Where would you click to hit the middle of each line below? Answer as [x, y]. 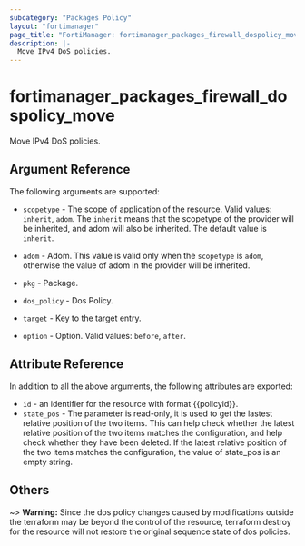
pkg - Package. [50, 283]
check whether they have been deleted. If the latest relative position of [155, 442]
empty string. [48, 462]
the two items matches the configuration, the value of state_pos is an [152, 452]
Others [30, 490]
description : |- [40, 43]
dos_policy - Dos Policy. [68, 300]
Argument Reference [70, 169]
